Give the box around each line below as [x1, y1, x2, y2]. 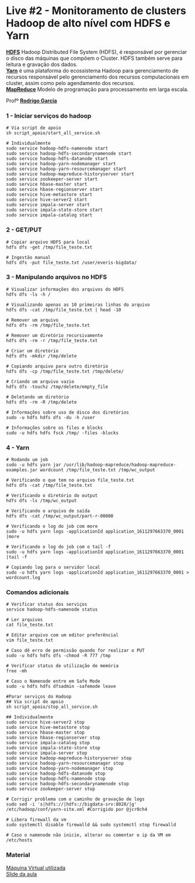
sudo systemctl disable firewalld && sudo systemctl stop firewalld [6, 822, 176, 828]
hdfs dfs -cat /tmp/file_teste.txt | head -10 [6, 306, 121, 313]
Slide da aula [6, 870, 37, 877]
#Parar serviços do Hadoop [6, 694, 72, 700]
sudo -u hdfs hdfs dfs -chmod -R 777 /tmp [6, 653, 111, 659]
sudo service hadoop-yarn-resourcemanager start [6, 166, 127, 172]
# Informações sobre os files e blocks [6, 425, 103, 431]
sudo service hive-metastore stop [6, 725, 90, 731]
